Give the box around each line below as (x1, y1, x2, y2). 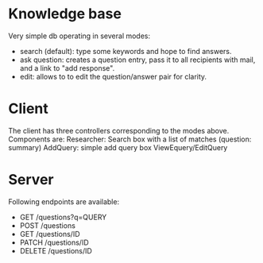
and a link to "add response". (19, 63, 115, 72)
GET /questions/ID (19, 229, 81, 238)
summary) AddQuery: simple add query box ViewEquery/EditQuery (8, 142, 228, 152)
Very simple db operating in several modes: (8, 31, 151, 41)
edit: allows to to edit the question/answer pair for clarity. (19, 72, 207, 81)
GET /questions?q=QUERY (19, 212, 107, 222)
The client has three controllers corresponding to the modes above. (8, 126, 230, 135)
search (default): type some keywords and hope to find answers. (19, 46, 232, 56)
